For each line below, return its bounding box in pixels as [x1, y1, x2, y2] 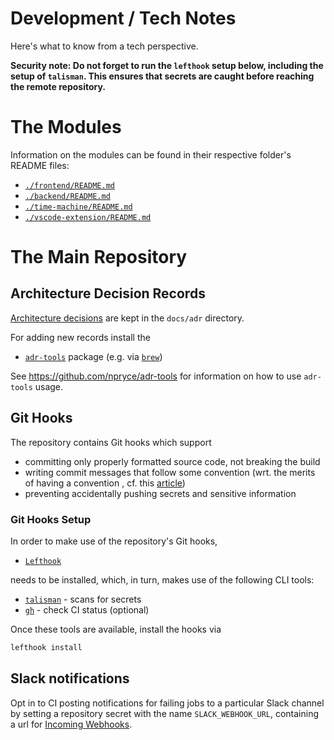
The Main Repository [10, 246, 188, 269]
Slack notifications [10, 670, 130, 687]
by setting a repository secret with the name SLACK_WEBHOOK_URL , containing [10, 707, 320, 719]
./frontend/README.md [24, 180, 115, 191]
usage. [34, 380, 64, 392]
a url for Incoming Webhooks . [10, 718, 133, 730]
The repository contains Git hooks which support [10, 436, 212, 448]
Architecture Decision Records [10, 285, 206, 302]
